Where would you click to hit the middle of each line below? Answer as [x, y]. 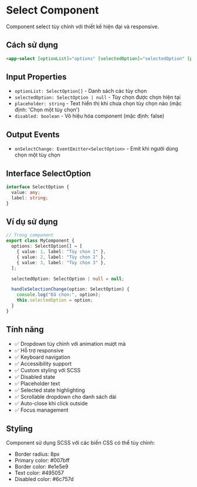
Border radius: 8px [37, 454]
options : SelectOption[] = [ [47, 246]
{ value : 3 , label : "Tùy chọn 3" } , [62, 262]
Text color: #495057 [39, 473]
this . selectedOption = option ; [55, 301]
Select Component [52, 10]
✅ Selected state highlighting [50, 390]
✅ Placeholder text [37, 383]
